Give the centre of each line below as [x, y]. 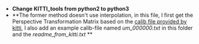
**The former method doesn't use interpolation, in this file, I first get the [103, 15]
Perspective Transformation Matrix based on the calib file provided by [99, 21]
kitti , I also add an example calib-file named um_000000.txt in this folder [102, 28]
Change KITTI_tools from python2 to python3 [70, 9]
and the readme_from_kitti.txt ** [52, 34]
